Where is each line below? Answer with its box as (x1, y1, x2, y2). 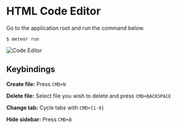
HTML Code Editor (6, 4, 101, 18)
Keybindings (6, 64, 56, 75)
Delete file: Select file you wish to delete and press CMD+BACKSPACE (6, 92, 172, 99)
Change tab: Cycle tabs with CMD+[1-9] (6, 104, 105, 111)
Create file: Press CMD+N (6, 80, 66, 87)
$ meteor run (6, 36, 40, 42)
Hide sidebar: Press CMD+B (6, 115, 72, 123)
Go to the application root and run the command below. (6, 24, 145, 32)
